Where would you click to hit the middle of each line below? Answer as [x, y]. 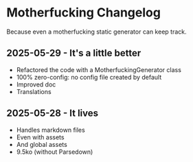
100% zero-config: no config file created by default [89, 77]
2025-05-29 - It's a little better [74, 53]
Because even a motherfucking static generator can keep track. [96, 32]
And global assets [42, 144]
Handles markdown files [50, 130]
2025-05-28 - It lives [53, 114]
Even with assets [40, 137]
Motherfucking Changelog [83, 13]
